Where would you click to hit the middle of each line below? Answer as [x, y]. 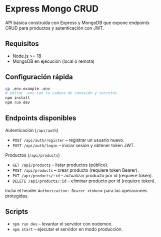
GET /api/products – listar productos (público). [60, 165]
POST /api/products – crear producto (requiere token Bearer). [75, 170]
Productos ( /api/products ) [32, 155]
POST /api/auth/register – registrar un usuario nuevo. [68, 140]
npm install [17, 98]
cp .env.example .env [28, 88]
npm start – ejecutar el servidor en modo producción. [67, 229]
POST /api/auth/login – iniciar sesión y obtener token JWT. [73, 145]
